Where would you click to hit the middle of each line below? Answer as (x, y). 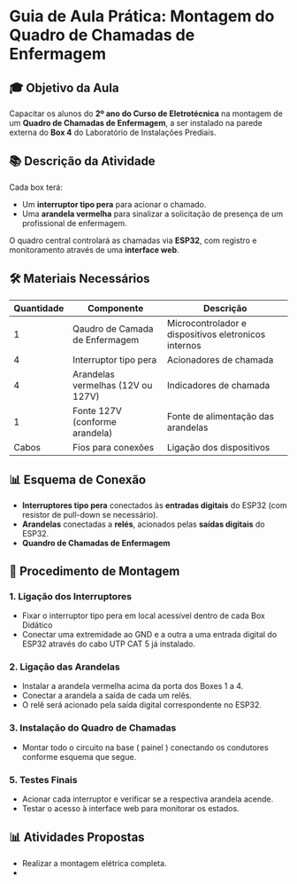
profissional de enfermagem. (75, 223)
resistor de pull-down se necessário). (90, 515)
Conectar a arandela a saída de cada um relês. (107, 696)
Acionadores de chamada (220, 359)
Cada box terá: (36, 187)
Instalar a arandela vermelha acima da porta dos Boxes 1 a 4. (133, 686)
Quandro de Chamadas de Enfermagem (96, 544)
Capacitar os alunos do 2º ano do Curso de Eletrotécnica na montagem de (146, 113)
